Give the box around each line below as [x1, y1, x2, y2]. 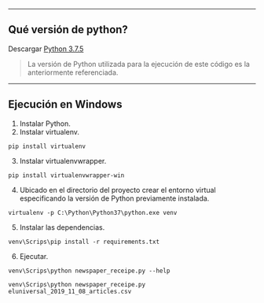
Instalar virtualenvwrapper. [19, 156, 107, 165]
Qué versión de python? [8, 23, 128, 36]
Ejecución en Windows [8, 98, 123, 111]
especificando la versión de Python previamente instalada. [19, 194, 210, 203]
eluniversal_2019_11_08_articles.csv [8, 287, 132, 295]
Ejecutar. [19, 251, 49, 261]
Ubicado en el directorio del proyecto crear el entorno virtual [19, 185, 216, 194]
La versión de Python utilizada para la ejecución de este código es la [27, 59, 250, 68]
